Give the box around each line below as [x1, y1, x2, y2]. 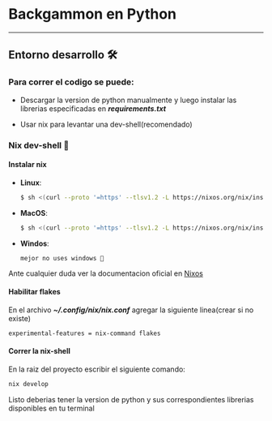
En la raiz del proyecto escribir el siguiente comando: [8, 364, 186, 374]
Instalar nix [8, 160, 47, 170]
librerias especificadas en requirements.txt [19, 103, 167, 114]
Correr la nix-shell [8, 346, 71, 356]
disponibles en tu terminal [8, 403, 95, 413]
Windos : [19, 238, 50, 248]
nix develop [8, 380, 49, 388]
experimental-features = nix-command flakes [8, 329, 161, 337]
